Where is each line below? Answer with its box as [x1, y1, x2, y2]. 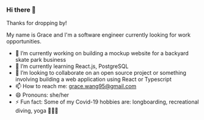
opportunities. [6, 38, 42, 45]
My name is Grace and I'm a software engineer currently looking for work [6, 31, 191, 39]
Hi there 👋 [6, 6, 37, 14]
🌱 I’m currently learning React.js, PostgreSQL [15, 62, 129, 70]
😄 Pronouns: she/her [15, 91, 69, 99]
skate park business [15, 56, 66, 64]
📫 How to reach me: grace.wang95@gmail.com [15, 83, 137, 90]
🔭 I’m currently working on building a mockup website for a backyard [15, 50, 189, 57]
